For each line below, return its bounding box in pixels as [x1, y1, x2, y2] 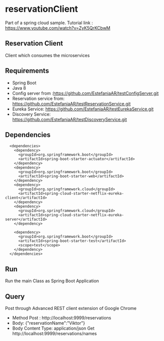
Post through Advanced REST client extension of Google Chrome [5, 306, 137, 311]
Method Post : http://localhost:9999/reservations [12, 315, 111, 321]
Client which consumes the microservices [5, 52, 90, 58]
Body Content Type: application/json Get [12, 325, 95, 331]
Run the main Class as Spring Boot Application [5, 278, 99, 284]
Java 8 [12, 85, 26, 91]
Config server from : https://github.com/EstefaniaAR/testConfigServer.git [12, 90, 159, 96]
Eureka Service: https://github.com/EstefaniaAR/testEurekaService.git [12, 106, 154, 112]
